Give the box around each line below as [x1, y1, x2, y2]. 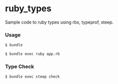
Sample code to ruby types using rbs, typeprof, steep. [5, 19, 114, 25]
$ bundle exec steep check [5, 74, 60, 79]
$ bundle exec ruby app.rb [5, 52, 60, 56]
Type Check [5, 63, 34, 70]
